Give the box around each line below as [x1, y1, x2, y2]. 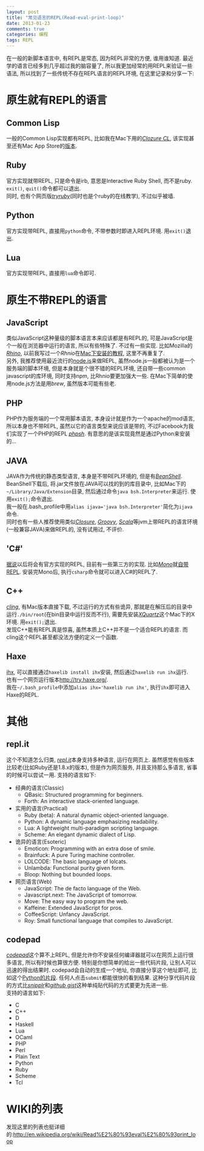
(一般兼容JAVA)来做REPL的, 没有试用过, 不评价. [6, 526, 124, 533]
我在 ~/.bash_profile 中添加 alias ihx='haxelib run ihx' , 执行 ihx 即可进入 [6, 683, 191, 691]
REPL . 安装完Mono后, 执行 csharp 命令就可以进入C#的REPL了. [6, 568, 158, 575]
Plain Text [15, 1053, 40, 1060]
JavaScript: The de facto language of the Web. [24, 884, 141, 892]
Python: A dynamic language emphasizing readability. [24, 818, 159, 825]
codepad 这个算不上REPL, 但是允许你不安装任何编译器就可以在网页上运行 [6, 951, 189, 958]
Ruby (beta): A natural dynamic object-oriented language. [24, 811, 169, 819]
